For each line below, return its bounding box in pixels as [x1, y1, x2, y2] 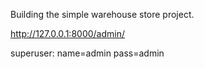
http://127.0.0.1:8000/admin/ [10, 28, 126, 39]
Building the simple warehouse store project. [10, 9, 195, 20]
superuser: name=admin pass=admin [10, 47, 165, 59]
